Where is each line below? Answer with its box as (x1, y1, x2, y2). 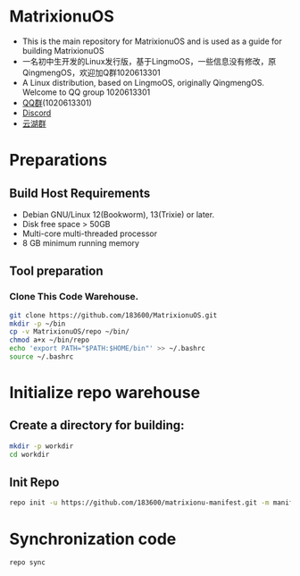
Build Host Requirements (9, 185, 151, 200)
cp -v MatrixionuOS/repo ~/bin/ (9, 327, 129, 336)
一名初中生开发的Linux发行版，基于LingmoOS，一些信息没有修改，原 (21, 55, 277, 66)
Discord (21, 107, 52, 118)
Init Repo (9, 475, 60, 490)
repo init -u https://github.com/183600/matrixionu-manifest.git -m (9, 498, 270, 507)
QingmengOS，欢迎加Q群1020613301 (21, 67, 161, 78)
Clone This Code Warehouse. (9, 291, 139, 303)
